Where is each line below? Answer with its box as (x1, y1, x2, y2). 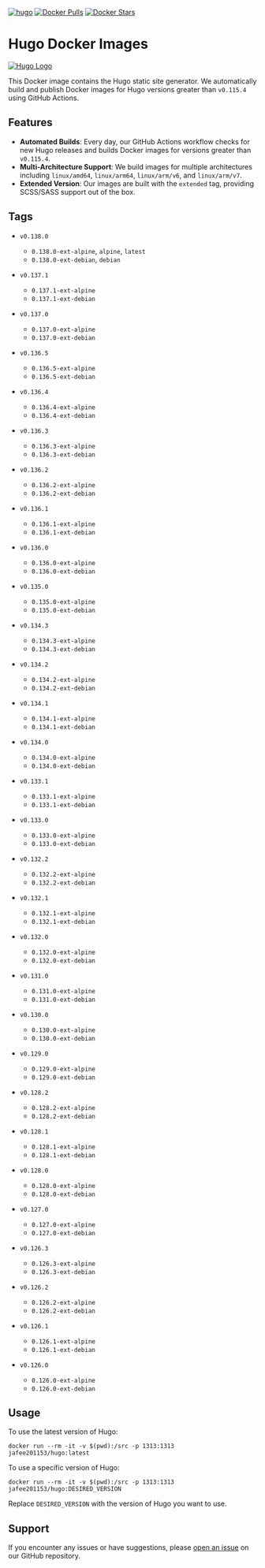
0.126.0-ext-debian (31, 1384, 96, 1393)
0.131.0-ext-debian (31, 996, 96, 1004)
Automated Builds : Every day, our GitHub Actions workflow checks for (19, 136, 250, 146)
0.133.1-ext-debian (31, 801, 96, 809)
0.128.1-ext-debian (31, 1151, 96, 1159)
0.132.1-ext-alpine (31, 909, 96, 918)
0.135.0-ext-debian (31, 606, 96, 614)
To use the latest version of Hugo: (8, 1427, 118, 1436)
